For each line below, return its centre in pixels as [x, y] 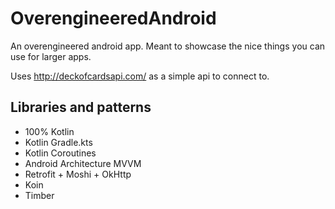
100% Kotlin [49, 131]
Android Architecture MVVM [83, 163]
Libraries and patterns [81, 107]
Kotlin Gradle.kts [58, 142]
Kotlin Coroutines [60, 153]
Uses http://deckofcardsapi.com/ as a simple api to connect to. [140, 76]
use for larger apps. [51, 56]
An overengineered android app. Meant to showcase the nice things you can [168, 46]
